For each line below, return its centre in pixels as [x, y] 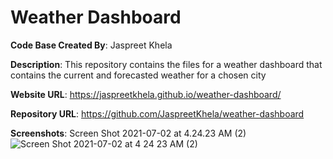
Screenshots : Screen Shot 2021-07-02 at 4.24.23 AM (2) [128, 133]
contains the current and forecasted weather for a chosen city [138, 75]
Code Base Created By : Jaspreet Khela [91, 45]
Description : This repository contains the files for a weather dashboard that [166, 64]
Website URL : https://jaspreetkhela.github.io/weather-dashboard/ [146, 94]
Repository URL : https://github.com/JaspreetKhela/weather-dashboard [157, 113]
